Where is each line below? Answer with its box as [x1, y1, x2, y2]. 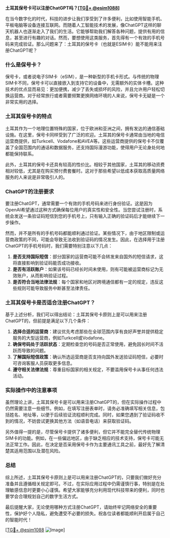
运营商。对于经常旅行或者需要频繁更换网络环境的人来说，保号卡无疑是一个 [9, 93, 165, 99]
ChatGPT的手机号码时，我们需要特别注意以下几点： [5, 242, 113, 249]
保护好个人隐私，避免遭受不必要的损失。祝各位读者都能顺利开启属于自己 [14, 510, 165, 516]
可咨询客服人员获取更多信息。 [12, 360, 75, 366]
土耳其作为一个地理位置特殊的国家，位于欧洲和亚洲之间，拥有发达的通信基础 [5, 125, 165, 131]
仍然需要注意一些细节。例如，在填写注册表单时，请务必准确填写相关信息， [5, 405, 160, 411]
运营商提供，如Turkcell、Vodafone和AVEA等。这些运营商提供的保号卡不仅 [5, 138, 160, 144]
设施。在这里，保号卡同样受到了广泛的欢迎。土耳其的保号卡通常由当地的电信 [5, 132, 165, 138]
